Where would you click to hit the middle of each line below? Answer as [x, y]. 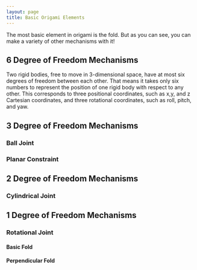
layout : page [23, 12]
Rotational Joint [30, 233]
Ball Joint [20, 143]
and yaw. [17, 107]
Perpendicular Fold [31, 261]
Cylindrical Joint [31, 196]
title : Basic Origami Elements [45, 18]
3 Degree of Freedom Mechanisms [72, 125]
